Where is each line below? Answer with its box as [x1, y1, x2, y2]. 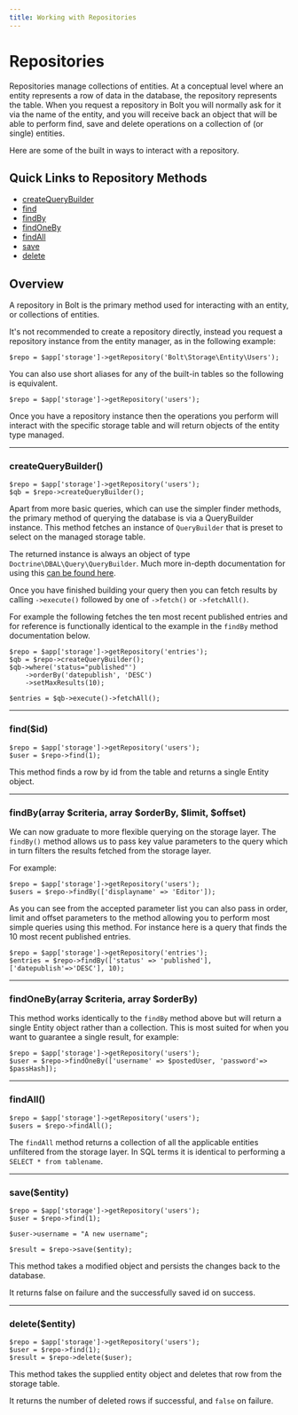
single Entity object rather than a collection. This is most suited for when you [9, 1022, 289, 1034]
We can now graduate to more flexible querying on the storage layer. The [9, 827, 277, 837]
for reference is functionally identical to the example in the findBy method [9, 621, 278, 632]
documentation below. [9, 631, 90, 641]
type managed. [9, 429, 65, 440]
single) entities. [9, 128, 66, 138]
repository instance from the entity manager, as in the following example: [9, 336, 277, 347]
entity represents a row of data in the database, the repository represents [9, 90, 278, 100]
